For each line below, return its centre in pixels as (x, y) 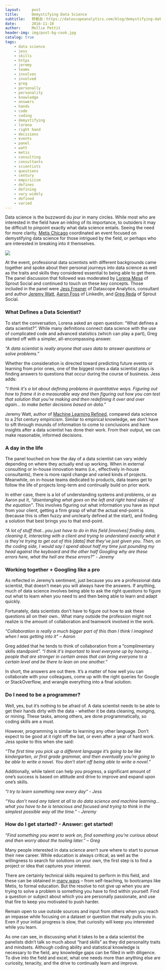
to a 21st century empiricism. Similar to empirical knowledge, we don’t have (82, 419)
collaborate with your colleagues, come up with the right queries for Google (82, 677)
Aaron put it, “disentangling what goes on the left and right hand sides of (80, 500)
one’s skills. (17, 782)
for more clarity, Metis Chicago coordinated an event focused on (71, 233)
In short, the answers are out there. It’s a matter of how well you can (74, 671)
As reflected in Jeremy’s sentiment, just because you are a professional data (83, 581)
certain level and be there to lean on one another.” (56, 662)
